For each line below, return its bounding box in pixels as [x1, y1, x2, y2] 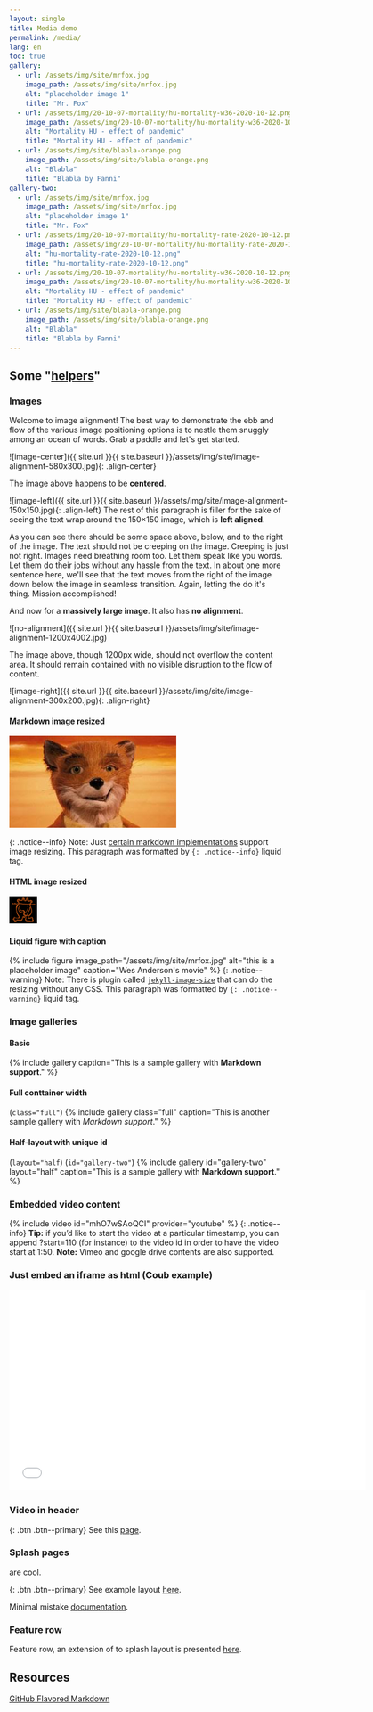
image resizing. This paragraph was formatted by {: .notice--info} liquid [9, 847, 282, 857]
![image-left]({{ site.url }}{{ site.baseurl [9, 496, 152, 506]
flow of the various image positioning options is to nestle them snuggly [9, 424, 269, 436]
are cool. [9, 1567, 42, 1577]
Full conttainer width [9, 1087, 87, 1098]
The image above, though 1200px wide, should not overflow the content [9, 650, 273, 660]
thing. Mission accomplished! [9, 588, 118, 599]
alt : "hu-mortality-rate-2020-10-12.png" [25, 250, 181, 258]
